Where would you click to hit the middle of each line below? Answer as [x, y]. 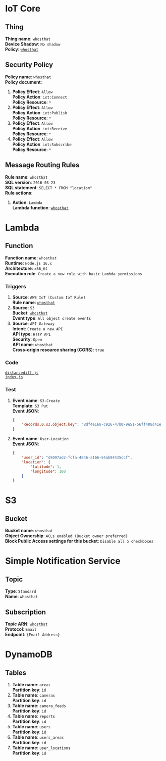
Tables [16, 673]
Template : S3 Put [30, 406]
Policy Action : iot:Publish [40, 112]
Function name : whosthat [31, 257]
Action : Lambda [27, 202]
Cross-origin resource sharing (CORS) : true [58, 350]
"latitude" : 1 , [46, 467]
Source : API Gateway [33, 323]
